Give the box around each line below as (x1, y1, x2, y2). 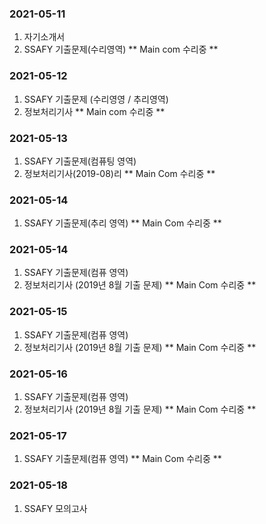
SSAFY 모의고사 (23, 502, 88, 514)
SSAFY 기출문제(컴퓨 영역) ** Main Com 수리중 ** (23, 453, 222, 465)
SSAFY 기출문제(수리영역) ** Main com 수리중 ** (23, 43, 219, 56)
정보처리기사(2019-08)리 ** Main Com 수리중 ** (23, 167, 216, 179)
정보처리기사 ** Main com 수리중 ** (23, 105, 166, 117)
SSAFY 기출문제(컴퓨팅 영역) (23, 155, 137, 167)
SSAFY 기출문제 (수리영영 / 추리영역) (23, 93, 169, 105)
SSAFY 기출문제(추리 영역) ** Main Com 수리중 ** (23, 217, 222, 229)
